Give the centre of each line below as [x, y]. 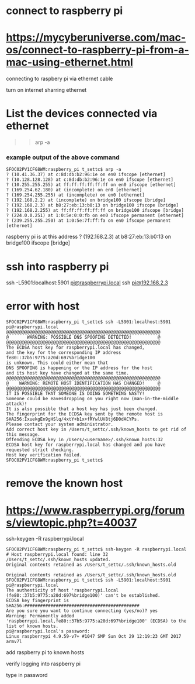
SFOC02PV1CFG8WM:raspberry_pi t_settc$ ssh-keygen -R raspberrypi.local [96, 549]
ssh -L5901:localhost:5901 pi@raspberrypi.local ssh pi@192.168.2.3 [87, 283]
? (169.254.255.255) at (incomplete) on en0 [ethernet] [75, 195]
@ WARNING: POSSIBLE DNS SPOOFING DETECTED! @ [83, 338]
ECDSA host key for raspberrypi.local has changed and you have [86, 445]
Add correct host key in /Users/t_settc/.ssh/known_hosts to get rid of [96, 429]
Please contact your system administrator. [60, 425]
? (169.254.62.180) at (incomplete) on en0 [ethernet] [74, 190]
